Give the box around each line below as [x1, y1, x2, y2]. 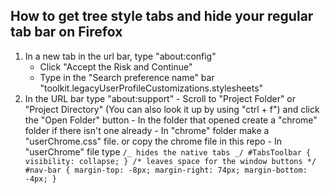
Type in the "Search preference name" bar [39, 71, 215, 83]
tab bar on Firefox [10, 24, 123, 41]
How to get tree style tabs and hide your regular [10, 8, 314, 25]
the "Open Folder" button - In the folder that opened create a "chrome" [24, 114, 318, 126]
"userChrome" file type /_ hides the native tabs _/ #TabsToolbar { [24, 145, 312, 158]
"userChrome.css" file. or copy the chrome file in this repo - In [24, 135, 283, 147]
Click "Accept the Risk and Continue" [39, 60, 193, 73]
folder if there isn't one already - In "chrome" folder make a [24, 124, 270, 136]
